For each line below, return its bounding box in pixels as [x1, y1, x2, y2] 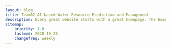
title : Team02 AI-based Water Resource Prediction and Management [5, 12, 149, 17]
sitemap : [5, 21, 24, 27]
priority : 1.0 [14, 27, 44, 32]
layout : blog [5, 7, 33, 13]
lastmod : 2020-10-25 [14, 31, 58, 36]
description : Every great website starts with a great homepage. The [5, 17, 156, 22]
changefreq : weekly [14, 36, 56, 41]
